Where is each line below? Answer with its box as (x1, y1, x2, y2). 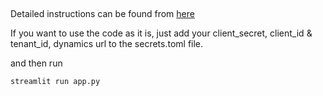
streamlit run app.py (10, 77, 101, 87)
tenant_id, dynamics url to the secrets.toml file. (10, 38, 204, 50)
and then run (10, 57, 63, 69)
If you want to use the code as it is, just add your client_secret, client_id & (10, 27, 313, 39)
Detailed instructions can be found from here (10, 8, 195, 20)
